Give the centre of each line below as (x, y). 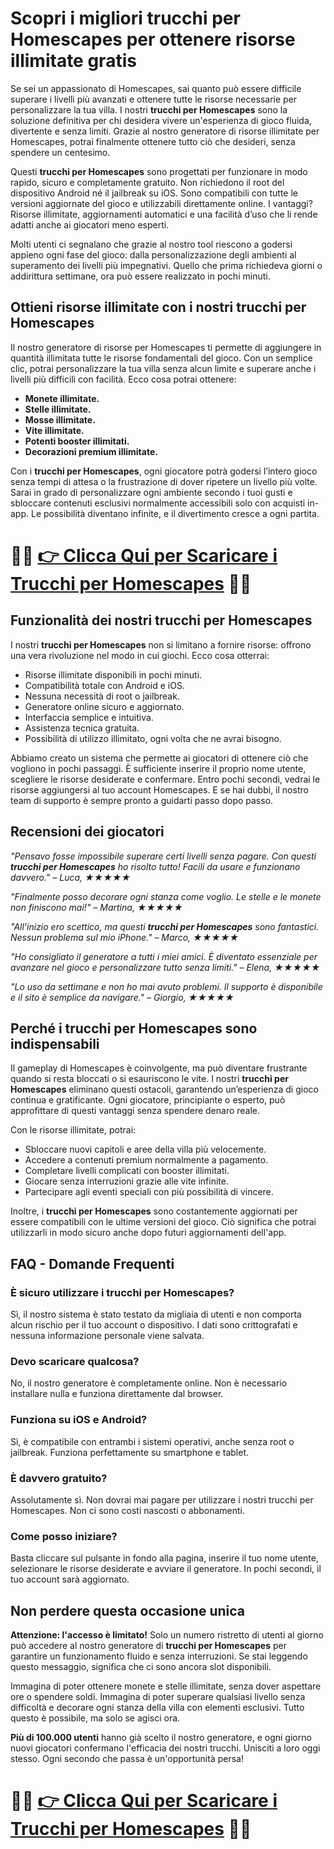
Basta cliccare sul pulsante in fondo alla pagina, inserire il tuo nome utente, (164, 1558)
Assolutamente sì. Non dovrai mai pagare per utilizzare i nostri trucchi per (162, 1499)
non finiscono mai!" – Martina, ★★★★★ (96, 907)
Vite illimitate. (54, 430)
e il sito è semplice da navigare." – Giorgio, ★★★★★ (122, 997)
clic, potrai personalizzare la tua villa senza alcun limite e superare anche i (163, 368)
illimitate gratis (73, 61)
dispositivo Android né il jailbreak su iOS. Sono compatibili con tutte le (154, 193)
